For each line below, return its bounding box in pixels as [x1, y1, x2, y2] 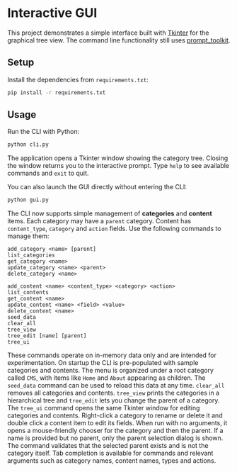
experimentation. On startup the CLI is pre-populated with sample [7, 359, 199, 367]
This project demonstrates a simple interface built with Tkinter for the [7, 28, 209, 37]
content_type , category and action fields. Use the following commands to [7, 225, 221, 233]
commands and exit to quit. [7, 169, 89, 178]
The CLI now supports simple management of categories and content [7, 209, 212, 218]
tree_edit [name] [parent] [7, 332, 87, 339]
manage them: [7, 232, 50, 240]
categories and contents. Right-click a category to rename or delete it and [7, 411, 223, 420]
